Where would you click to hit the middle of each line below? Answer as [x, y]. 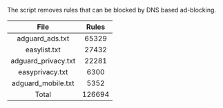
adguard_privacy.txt [43, 61]
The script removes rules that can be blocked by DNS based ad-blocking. [111, 10]
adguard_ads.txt [43, 39]
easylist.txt [43, 50]
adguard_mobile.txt [43, 83]
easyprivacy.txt [43, 72]
